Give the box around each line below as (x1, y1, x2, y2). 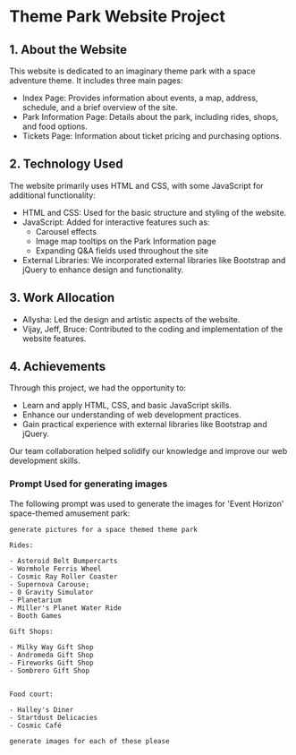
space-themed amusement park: (9, 508, 131, 519)
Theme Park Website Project (9, 6, 225, 27)
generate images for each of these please (9, 736, 170, 745)
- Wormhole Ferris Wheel (9, 564, 102, 573)
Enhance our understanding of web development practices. (21, 409, 241, 420)
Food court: (9, 690, 54, 699)
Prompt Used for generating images (9, 477, 168, 490)
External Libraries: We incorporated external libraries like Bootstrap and (21, 254, 286, 265)
